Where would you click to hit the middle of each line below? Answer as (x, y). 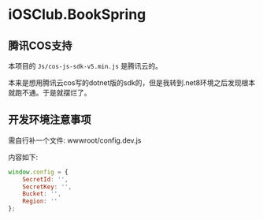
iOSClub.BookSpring (77, 15)
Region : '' (40, 201)
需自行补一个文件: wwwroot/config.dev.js (75, 140)
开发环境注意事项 (50, 120)
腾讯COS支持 (40, 45)
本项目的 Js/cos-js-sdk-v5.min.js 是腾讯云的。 (85, 66)
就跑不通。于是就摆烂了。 (50, 93)
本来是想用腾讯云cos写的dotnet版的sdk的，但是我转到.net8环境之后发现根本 (132, 83)
